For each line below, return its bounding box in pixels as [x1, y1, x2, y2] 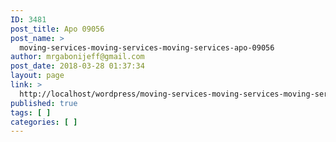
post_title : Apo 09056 [10, 24, 105, 34]
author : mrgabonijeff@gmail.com [10, 52, 145, 62]
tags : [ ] [10, 107, 52, 118]
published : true [10, 98, 78, 108]
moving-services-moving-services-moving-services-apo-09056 [19, 42, 275, 53]
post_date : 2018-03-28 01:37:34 [10, 61, 145, 71]
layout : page [10, 71, 65, 81]
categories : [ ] [10, 117, 78, 127]
